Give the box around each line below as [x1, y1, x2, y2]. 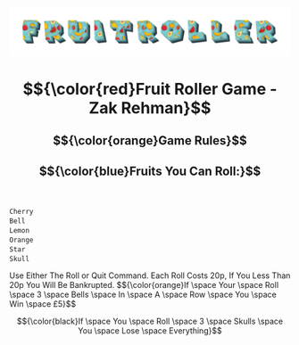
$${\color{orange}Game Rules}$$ [53, 133, 247, 149]
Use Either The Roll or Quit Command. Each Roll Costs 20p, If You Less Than [9, 270, 291, 281]
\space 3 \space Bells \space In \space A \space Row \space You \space [9, 289, 277, 300]
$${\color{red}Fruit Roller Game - [22, 78, 278, 99]
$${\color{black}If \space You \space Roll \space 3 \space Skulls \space [16, 316, 284, 326]
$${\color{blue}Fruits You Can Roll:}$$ [38, 163, 262, 178]
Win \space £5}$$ [9, 299, 77, 309]
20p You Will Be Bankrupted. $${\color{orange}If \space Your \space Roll [9, 280, 279, 290]
